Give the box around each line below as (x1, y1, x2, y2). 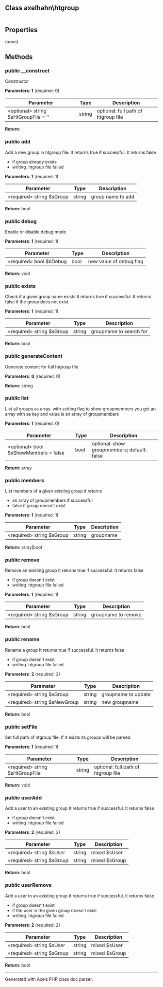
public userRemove (5, 882, 52, 889)
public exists (5, 282, 36, 289)
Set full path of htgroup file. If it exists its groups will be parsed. (5, 734, 132, 740)
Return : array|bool (5, 545, 42, 550)
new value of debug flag (88, 258, 144, 265)
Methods (5, 53, 33, 61)
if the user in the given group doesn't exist (12, 907, 97, 913)
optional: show (91, 440, 125, 447)
